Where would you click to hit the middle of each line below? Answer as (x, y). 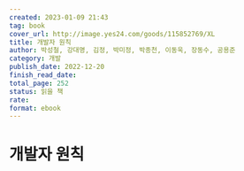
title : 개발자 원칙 (40, 42)
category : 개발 (35, 58)
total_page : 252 (39, 83)
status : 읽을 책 (36, 91)
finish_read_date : (43, 75)
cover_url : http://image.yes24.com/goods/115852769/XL (112, 34)
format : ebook (35, 108)
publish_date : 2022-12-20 (57, 67)
